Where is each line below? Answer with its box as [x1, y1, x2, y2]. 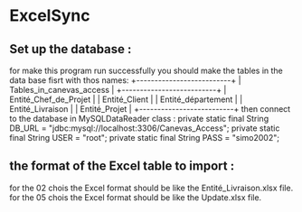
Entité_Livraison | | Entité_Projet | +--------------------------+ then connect [9, 104, 291, 114]
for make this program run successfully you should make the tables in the [9, 65, 283, 76]
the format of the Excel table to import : [9, 159, 235, 174]
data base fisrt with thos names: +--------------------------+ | [9, 75, 241, 86]
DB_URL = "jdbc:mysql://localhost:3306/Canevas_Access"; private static [9, 123, 280, 134]
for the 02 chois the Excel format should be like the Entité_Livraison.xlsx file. [9, 182, 294, 193]
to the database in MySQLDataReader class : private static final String [9, 114, 269, 124]
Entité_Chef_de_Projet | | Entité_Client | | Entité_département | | [9, 94, 243, 105]
